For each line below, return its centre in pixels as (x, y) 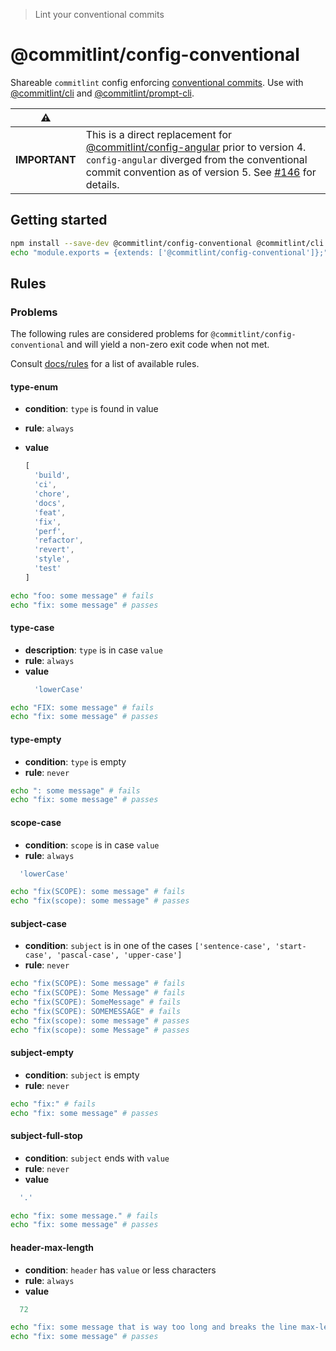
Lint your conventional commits (99, 14)
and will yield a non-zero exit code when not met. (168, 345)
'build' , (52, 475)
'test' (48, 569)
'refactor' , (59, 540)
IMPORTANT (46, 159)
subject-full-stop (46, 1136)
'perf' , (50, 531)
